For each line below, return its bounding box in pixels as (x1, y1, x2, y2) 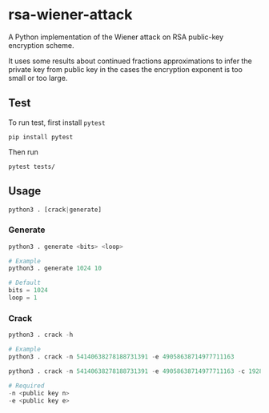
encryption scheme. (8, 40, 74, 50)
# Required (8, 382, 45, 390)
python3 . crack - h (8, 331, 74, 339)
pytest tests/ (8, 162, 56, 170)
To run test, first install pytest (8, 118, 106, 127)
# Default (8, 279, 42, 287)
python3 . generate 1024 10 (8, 264, 102, 273)
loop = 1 (8, 294, 38, 302)
